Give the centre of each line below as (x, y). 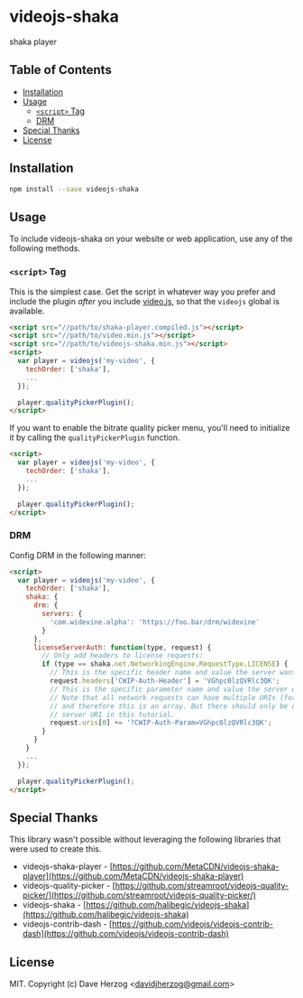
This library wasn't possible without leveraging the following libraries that (145, 839)
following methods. (45, 248)
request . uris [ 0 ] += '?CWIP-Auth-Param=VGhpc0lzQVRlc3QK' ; (161, 723)
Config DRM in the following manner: (78, 555)
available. (27, 311)
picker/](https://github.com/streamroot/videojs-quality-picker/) (139, 895)
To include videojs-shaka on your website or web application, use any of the (151, 239)
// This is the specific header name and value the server (163, 673)
